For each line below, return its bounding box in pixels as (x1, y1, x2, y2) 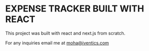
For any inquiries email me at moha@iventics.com (5, 39, 109, 45)
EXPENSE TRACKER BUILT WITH (5, 3, 144, 14)
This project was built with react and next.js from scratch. (5, 30, 126, 36)
